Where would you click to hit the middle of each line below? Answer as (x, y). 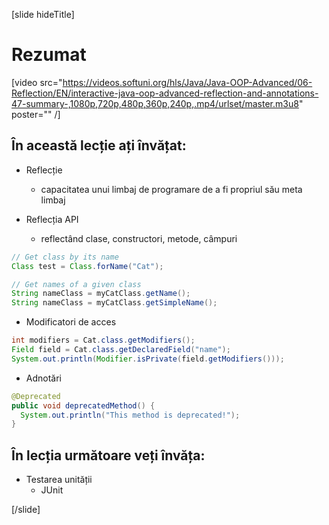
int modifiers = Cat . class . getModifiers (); (103, 340)
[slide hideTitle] (43, 14)
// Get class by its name (65, 257)
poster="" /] (36, 114)
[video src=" (37, 82)
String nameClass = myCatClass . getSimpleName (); (114, 303)
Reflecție (44, 170)
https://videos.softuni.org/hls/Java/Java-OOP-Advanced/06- (187, 82)
